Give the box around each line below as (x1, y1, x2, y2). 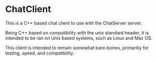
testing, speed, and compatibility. (5, 50, 75, 56)
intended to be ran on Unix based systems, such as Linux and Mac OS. (5, 35, 152, 41)
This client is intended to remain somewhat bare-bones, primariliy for (5, 44, 149, 50)
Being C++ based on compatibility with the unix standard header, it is (5, 29, 149, 35)
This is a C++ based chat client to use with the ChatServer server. (5, 20, 142, 26)
